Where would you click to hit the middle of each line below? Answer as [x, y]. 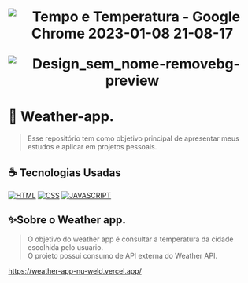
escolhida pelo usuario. [65, 247]
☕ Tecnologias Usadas [65, 173]
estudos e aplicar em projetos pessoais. [92, 147]
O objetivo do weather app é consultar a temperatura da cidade [130, 239]
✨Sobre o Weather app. [67, 220]
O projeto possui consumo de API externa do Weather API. [122, 255]
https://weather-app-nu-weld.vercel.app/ [75, 270]
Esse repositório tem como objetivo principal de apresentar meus [133, 138]
